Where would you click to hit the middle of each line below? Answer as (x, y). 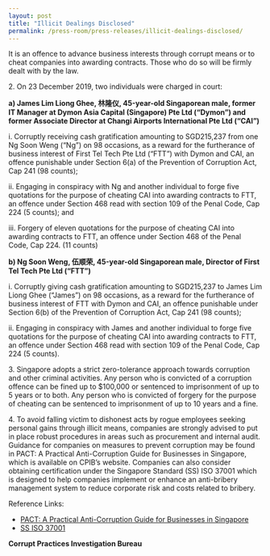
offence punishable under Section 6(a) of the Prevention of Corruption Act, (133, 162)
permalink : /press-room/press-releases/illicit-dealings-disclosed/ (126, 31)
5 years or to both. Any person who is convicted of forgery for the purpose (132, 395)
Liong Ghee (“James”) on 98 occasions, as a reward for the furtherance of (131, 295)
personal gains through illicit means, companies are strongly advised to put (133, 428)
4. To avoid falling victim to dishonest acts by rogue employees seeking (127, 419)
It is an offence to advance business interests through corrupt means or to (132, 54)
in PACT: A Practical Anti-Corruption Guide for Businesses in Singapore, (128, 454)
